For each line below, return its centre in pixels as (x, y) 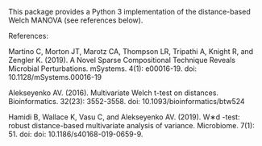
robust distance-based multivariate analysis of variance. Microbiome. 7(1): (132, 125)
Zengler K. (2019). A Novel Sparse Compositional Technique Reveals (122, 60)
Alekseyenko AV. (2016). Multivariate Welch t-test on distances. (114, 93)
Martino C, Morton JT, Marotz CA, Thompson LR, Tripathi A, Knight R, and (131, 51)
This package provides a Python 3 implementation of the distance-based (130, 12)
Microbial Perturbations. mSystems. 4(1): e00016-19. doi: (103, 69)
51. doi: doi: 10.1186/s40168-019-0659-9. (76, 134)
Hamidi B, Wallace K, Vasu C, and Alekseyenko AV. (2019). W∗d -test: (124, 117)
